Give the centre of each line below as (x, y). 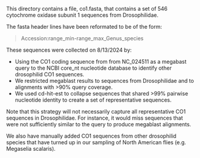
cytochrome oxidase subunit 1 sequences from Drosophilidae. (82, 15)
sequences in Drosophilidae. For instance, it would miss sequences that (95, 118)
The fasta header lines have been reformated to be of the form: (84, 27)
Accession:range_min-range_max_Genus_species (82, 38)
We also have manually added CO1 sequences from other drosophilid (91, 136)
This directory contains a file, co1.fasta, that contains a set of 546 (87, 9)
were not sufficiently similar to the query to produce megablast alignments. (99, 124)
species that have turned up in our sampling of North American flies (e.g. (96, 142)
